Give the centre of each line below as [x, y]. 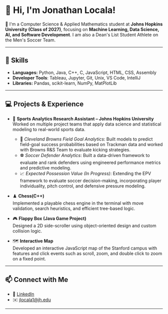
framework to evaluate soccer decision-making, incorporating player [90, 180]
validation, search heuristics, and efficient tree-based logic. [74, 208]
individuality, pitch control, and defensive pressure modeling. [83, 186]
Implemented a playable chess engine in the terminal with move [78, 203]
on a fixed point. [29, 258]
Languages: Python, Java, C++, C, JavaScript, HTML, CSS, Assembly [84, 72]
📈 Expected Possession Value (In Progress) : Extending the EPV [85, 173]
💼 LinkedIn [23, 294]
